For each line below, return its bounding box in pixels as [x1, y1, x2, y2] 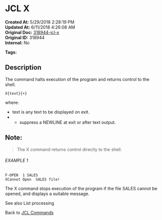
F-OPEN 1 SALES [5, 173, 38, 178]
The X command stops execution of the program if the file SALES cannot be [5, 185, 158, 191]
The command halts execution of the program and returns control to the [5, 76, 150, 82]
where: [5, 100, 20, 105]
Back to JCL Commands [5, 209, 54, 215]
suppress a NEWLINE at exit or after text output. [19, 119, 116, 125]
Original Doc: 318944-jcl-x [5, 29, 60, 35]
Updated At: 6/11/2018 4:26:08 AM [5, 24, 76, 30]
